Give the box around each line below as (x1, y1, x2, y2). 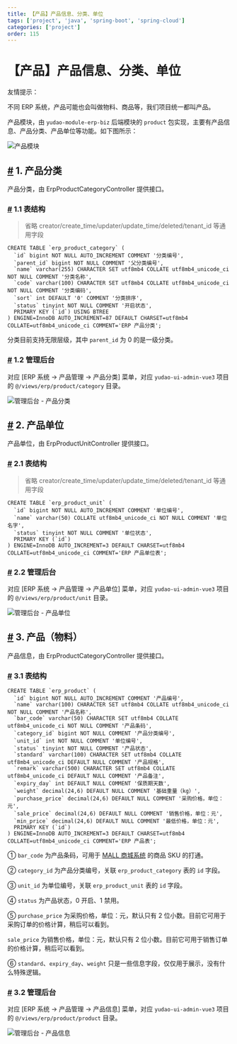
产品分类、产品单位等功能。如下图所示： (19, 127, 138, 135)
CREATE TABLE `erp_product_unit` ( (7, 499, 112, 506)
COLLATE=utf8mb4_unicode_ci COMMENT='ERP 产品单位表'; (7, 549, 168, 557)
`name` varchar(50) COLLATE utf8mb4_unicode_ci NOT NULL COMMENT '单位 (13, 514, 228, 521)
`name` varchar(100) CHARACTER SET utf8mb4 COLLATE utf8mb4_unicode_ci (13, 701, 230, 709)
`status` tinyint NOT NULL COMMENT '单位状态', (13, 529, 152, 536)
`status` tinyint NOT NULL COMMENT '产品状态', (13, 745, 152, 753)
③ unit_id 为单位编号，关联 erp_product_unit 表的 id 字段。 (7, 881, 187, 890)
